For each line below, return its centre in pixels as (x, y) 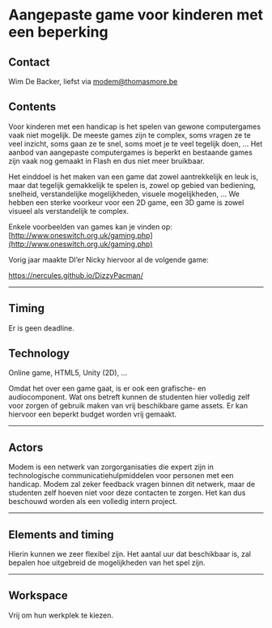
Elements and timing (62, 534)
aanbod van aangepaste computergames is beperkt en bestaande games (130, 152)
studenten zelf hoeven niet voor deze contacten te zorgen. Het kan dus (127, 493)
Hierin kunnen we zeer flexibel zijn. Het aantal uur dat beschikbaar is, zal (130, 554)
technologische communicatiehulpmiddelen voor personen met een (121, 476)
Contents (32, 107)
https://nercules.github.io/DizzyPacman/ (76, 275)
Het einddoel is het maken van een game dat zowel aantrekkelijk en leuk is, (134, 177)
